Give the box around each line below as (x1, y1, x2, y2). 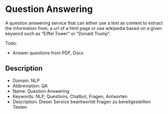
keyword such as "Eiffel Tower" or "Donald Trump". (5, 30, 111, 36)
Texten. (12, 104, 29, 110)
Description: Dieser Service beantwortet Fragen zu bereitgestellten (12, 99, 151, 105)
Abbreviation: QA (12, 83, 48, 89)
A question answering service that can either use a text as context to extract (5, 20, 163, 26)
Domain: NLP (12, 77, 40, 83)
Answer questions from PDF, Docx (12, 50, 84, 56)
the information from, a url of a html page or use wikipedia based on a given (5, 25, 162, 31)
